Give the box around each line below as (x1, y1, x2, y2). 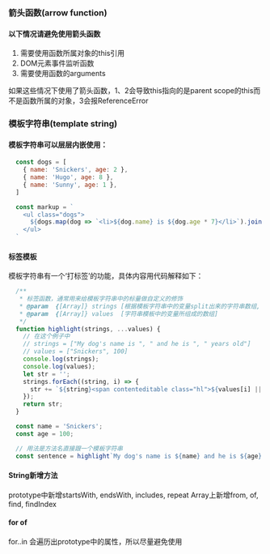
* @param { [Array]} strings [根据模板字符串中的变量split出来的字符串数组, (19, 302, 260, 310)
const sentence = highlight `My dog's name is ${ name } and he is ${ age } (15, 452, 263, 460)
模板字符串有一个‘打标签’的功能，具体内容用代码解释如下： (8, 271, 204, 281)
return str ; (23, 400, 63, 408)
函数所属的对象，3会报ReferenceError (22, 96, 149, 106)
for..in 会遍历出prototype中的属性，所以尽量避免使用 (8, 536, 183, 546)
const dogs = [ (15, 158, 67, 167)
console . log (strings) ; (23, 355, 99, 364)
